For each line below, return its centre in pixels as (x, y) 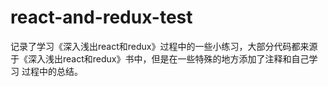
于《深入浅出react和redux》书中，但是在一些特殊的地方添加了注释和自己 (160, 58)
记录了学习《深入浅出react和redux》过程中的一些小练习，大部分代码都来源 (164, 46)
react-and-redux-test (101, 17)
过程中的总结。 (52, 71)
